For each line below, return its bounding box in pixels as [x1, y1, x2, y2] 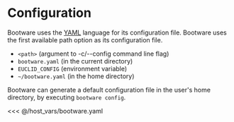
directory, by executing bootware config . [7, 93, 126, 102]
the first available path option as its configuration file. [7, 35, 163, 44]
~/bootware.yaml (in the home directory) [17, 72, 135, 80]
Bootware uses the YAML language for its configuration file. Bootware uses [7, 28, 227, 37]
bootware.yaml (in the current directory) [17, 56, 133, 65]
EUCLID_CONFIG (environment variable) [17, 64, 128, 73]
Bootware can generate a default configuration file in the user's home [7, 85, 211, 94]
